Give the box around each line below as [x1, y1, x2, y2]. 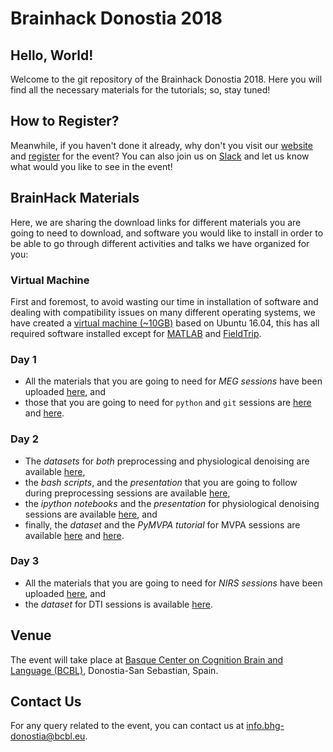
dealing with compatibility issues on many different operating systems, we [10, 306, 316, 318]
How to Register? [10, 113, 120, 130]
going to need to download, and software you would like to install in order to [10, 227, 324, 239]
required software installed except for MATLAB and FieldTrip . [10, 327, 262, 339]
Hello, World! [10, 47, 94, 64]
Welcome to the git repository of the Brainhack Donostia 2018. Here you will [10, 73, 323, 85]
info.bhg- [246, 720, 285, 732]
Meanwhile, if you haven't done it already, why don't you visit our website [10, 139, 313, 151]
